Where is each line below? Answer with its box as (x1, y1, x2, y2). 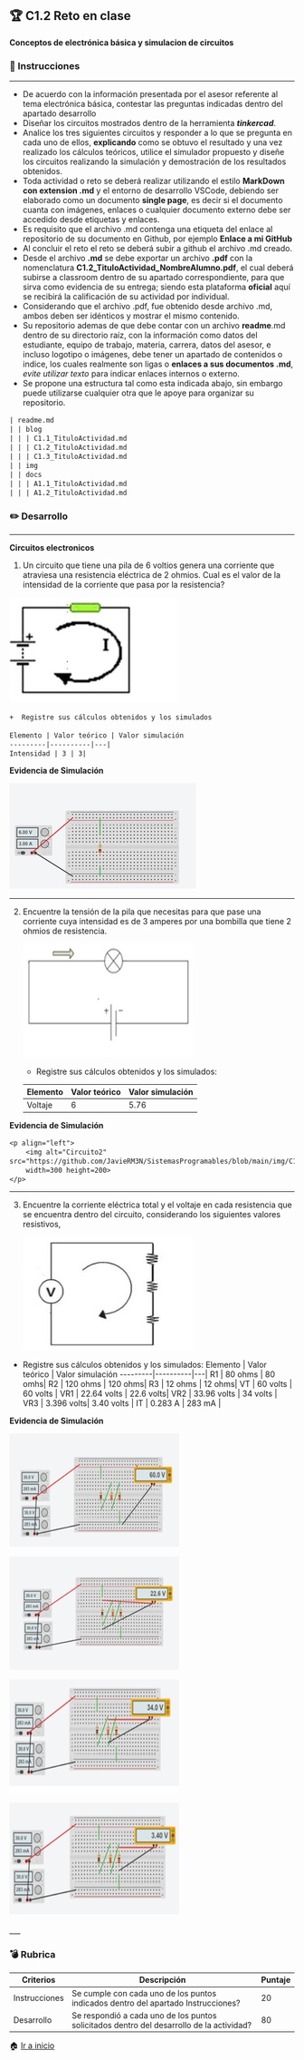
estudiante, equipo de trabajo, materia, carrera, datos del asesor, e (22, 339, 271, 350)
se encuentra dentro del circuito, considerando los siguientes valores (22, 1208, 281, 1219)
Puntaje (261, 1975, 291, 1986)
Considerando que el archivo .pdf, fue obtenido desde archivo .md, (22, 301, 273, 312)
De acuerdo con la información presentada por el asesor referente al (22, 89, 279, 100)
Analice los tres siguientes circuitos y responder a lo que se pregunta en (22, 127, 292, 139)
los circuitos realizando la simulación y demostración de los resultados (22, 156, 287, 167)
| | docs (9, 471, 43, 480)
